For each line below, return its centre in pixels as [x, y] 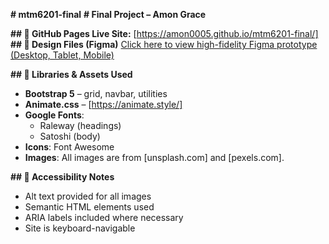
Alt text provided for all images [88, 196]
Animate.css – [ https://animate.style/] [103, 104]
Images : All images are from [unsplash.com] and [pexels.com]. [154, 157]
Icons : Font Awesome [69, 147]
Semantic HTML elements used [89, 207]
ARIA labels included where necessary [104, 217]
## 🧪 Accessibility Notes [62, 177]
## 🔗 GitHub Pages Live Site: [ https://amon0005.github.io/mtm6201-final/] [164, 33]
